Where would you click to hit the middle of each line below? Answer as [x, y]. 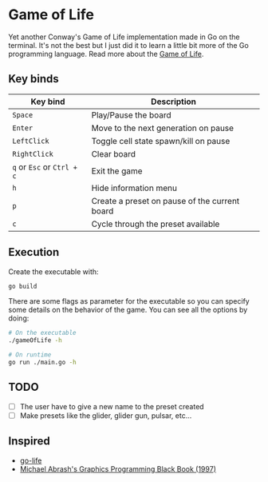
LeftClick [31, 141]
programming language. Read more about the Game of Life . [106, 54]
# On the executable [43, 333]
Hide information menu [134, 188]
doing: [19, 318]
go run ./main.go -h [43, 362]
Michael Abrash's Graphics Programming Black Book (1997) [118, 468]
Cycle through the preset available [156, 224]
